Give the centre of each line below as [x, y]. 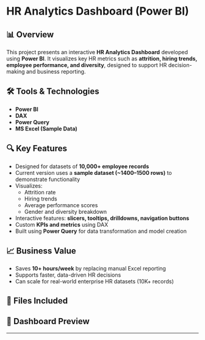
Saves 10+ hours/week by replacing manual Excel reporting [91, 269]
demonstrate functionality [48, 179]
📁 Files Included [37, 301]
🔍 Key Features [37, 148]
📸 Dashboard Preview [48, 321]
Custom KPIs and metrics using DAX [62, 224]
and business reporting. [56, 72]
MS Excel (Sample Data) [46, 129]
